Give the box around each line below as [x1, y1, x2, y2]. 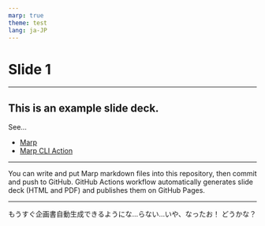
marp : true [8, 11, 44, 20]
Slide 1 [8, 60, 51, 78]
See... [8, 122, 28, 132]
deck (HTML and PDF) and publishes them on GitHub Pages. [8, 186, 205, 195]
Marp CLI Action [19, 146, 73, 156]
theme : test [8, 19, 47, 27]
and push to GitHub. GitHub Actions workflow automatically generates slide [8, 177, 254, 186]
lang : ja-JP [8, 26, 47, 34]
